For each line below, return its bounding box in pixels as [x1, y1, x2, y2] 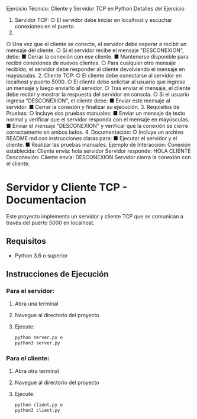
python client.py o [14, 402, 63, 408]
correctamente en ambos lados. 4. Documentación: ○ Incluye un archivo [6, 128, 183, 136]
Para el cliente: [6, 354, 50, 363]
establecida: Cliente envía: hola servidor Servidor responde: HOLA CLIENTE [6, 147, 191, 154]
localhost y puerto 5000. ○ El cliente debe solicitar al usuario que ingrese [6, 78, 186, 85]
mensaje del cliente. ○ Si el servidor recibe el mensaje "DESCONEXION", [6, 47, 185, 54]
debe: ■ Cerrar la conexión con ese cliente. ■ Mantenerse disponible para [6, 53, 189, 60]
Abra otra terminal [14, 368, 59, 375]
